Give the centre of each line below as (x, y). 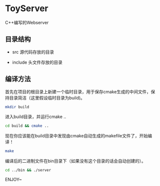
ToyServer (27, 8)
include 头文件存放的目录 (37, 62)
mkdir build (17, 107)
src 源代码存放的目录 (33, 52)
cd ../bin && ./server (28, 170)
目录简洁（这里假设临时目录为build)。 (47, 98)
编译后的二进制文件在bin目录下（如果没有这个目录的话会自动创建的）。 (76, 161)
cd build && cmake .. (27, 126)
